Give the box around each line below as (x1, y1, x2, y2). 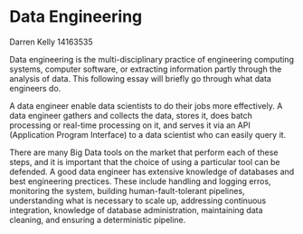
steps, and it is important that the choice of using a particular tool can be (9, 156, 280, 167)
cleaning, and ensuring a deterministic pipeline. (9, 214, 186, 225)
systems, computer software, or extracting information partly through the (9, 63, 282, 74)
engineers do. (9, 83, 62, 93)
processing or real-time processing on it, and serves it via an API (9, 120, 251, 131)
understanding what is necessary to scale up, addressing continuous (9, 195, 267, 206)
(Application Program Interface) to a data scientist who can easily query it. (9, 129, 287, 140)
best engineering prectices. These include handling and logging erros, (9, 175, 271, 187)
